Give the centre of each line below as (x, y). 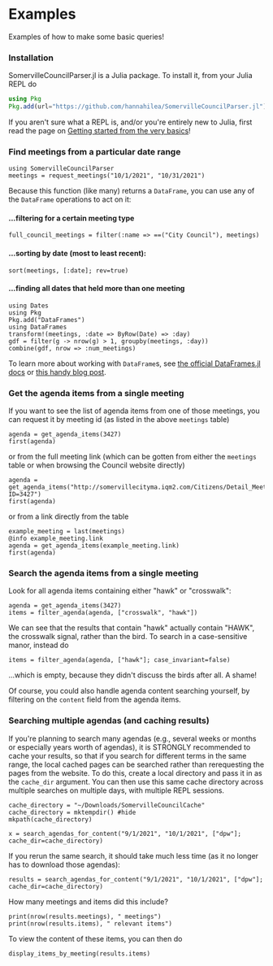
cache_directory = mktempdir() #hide (72, 812)
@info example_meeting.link (56, 539)
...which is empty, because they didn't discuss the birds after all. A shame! (133, 675)
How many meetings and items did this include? (89, 901)
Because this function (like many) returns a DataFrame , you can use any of (132, 191)
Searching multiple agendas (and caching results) (109, 720)
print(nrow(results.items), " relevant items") (91, 924)
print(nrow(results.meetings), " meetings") (85, 916)
